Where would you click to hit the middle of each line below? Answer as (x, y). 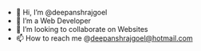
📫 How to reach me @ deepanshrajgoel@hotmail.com (104, 38)
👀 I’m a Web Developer (53, 21)
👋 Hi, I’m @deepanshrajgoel (61, 12)
